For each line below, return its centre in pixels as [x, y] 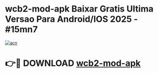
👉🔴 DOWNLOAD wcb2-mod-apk [73, 63]
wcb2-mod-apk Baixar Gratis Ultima [79, 9]
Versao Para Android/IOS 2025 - [71, 19]
